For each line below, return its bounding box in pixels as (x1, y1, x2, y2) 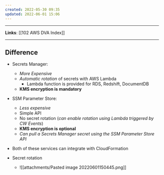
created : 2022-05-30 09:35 (5, 7, 60, 12)
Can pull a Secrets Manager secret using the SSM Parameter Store (19, 131, 155, 137)
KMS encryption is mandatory (19, 86, 82, 92)
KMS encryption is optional (19, 126, 76, 132)
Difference (5, 48, 38, 57)
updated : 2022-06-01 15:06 (5, 12, 60, 17)
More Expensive (19, 71, 52, 77)
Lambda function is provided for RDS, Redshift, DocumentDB (26, 81, 149, 87)
